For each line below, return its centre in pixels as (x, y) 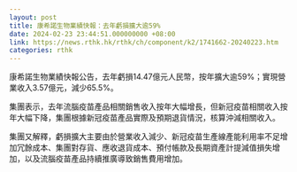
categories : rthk (41, 51)
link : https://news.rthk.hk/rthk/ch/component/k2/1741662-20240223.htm (144, 42)
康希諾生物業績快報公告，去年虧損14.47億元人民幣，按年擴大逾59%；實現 (144, 77)
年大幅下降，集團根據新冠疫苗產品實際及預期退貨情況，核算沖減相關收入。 (145, 118)
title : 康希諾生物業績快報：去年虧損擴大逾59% (85, 26)
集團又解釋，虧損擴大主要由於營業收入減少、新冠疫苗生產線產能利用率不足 (145, 137)
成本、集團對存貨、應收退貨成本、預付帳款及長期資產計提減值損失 (152, 148)
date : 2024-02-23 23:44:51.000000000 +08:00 (92, 34)
